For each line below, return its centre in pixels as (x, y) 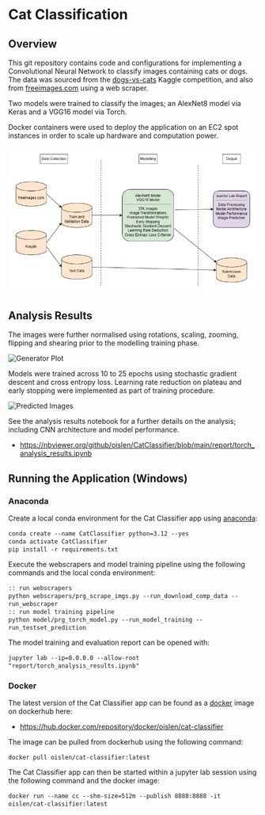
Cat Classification (68, 15)
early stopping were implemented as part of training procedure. (112, 390)
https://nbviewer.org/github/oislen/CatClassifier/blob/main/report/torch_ (137, 445)
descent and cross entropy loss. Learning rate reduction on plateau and (125, 383)
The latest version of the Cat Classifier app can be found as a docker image (131, 703)
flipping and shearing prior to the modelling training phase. (104, 343)
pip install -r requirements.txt (63, 550)
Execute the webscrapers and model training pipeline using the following (127, 564)
